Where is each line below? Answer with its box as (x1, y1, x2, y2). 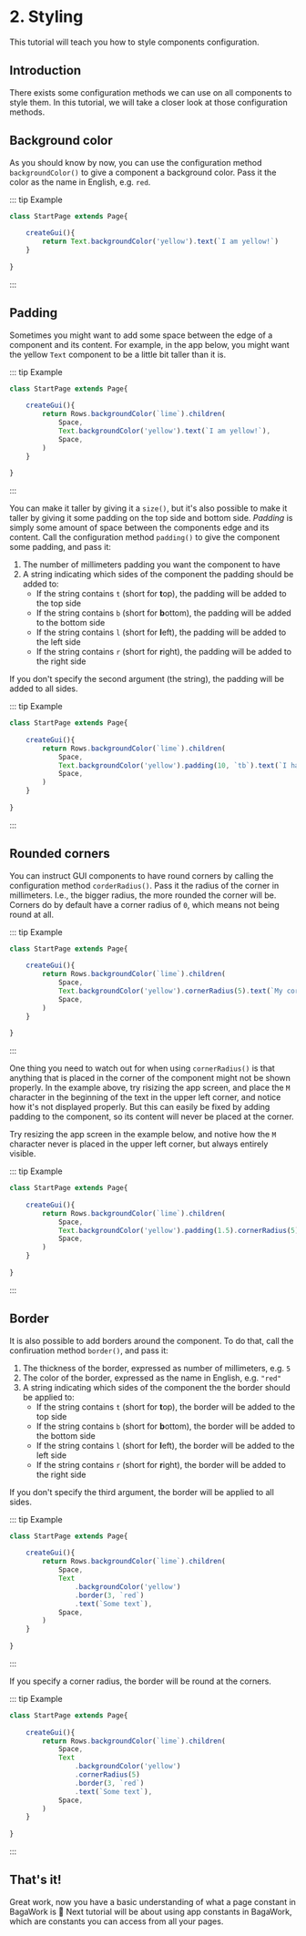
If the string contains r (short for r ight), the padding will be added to (36, 647, 292, 657)
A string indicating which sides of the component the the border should (22, 1381, 291, 1392)
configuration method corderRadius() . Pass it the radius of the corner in (9, 880, 280, 891)
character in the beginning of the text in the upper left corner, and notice (9, 1092, 281, 1103)
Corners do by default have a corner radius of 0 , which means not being (9, 899, 280, 910)
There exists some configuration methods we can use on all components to (9, 87, 292, 97)
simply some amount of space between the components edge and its (9, 522, 270, 534)
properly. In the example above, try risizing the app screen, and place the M (9, 1082, 291, 1094)
